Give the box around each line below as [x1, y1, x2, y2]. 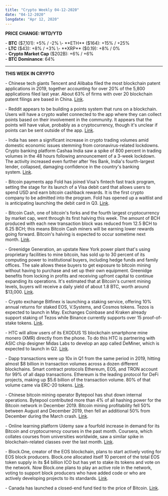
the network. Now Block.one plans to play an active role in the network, [5, 465, 152, 471]
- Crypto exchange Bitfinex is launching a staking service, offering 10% [5, 299, 151, 305]
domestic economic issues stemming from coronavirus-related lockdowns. [5, 143, 159, 149]
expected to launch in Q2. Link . [5, 346, 69, 352]
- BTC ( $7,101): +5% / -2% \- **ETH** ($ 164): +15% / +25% [5, 40, 130, 46]
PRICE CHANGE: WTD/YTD [5, 31, 62, 37]
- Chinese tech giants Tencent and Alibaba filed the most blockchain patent [5, 80, 161, 86]
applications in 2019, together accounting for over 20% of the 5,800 [5, 86, 145, 92]
